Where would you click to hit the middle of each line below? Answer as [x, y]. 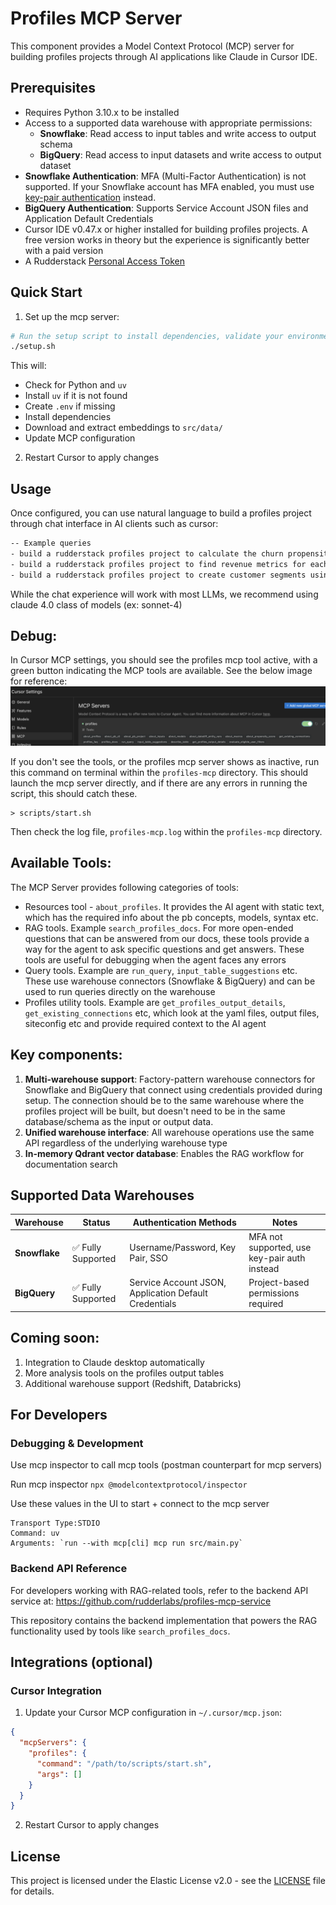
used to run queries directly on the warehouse [120, 991]
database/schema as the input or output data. [119, 1121]
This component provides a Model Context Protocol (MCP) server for [152, 46]
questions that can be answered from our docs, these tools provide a [167, 938]
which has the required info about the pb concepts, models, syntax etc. [171, 917]
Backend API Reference [69, 1569]
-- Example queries [51, 543]
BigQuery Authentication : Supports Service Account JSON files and [166, 208]
